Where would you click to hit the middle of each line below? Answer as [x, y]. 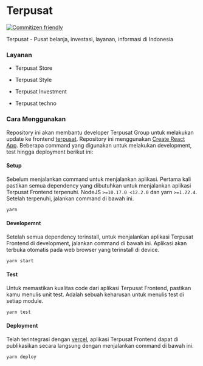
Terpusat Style [33, 80]
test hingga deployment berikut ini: [50, 152]
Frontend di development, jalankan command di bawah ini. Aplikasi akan [97, 243]
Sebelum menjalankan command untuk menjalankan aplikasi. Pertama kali [99, 179]
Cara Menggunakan [36, 119]
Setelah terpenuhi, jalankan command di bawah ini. [70, 198]
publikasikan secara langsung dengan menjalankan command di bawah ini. [100, 345]
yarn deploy [21, 357]
